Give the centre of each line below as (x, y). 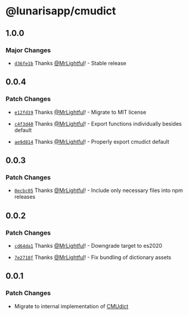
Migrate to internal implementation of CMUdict (71, 306)
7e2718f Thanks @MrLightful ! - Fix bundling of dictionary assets (92, 257)
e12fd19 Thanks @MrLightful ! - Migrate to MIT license (80, 112)
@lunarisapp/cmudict (61, 11)
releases (25, 197)
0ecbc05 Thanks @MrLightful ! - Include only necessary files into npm (98, 190)
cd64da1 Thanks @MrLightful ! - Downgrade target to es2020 (88, 245)
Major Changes (28, 50)
